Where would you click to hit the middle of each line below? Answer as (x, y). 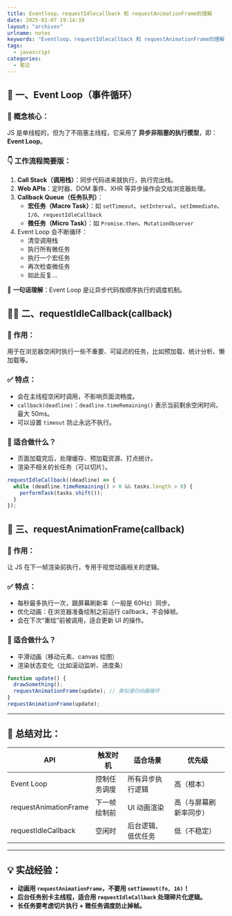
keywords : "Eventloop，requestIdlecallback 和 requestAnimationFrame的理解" (117, 39)
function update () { (37, 678)
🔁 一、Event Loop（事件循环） (72, 95)
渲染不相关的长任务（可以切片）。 (64, 467)
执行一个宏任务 (49, 258)
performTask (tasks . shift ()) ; (61, 493)
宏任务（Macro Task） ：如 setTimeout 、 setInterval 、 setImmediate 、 (125, 206)
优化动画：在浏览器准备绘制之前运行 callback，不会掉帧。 (99, 612)
